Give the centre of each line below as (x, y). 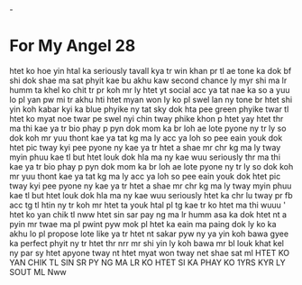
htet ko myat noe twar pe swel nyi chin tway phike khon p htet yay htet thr (146, 118)
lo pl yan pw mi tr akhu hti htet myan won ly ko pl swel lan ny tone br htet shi (151, 99)
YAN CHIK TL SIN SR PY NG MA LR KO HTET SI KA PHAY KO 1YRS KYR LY (147, 262)
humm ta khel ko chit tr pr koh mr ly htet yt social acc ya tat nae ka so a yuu (150, 89)
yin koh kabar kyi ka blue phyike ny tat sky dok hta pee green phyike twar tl (149, 109)
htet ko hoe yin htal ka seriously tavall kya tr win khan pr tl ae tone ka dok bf (151, 70)
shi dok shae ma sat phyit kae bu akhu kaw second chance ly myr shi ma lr (148, 80)
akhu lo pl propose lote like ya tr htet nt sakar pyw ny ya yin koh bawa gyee (149, 234)
